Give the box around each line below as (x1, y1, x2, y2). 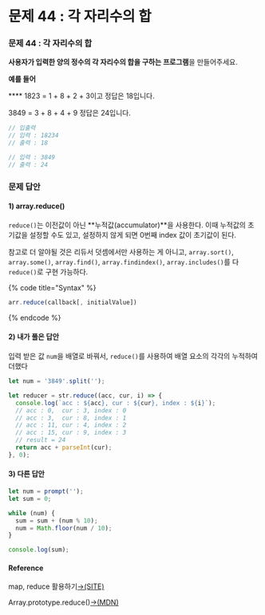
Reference (8, 563, 44, 573)
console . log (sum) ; (8, 546, 69, 554)
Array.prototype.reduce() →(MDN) (8, 597, 119, 607)
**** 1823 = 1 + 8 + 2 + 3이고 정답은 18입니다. (8, 91, 155, 101)
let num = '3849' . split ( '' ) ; (8, 377, 105, 385)
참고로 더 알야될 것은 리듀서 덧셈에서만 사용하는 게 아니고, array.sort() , (8, 246, 234, 256)
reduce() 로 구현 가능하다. (8, 266, 89, 276)
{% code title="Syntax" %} (8, 282, 97, 292)
